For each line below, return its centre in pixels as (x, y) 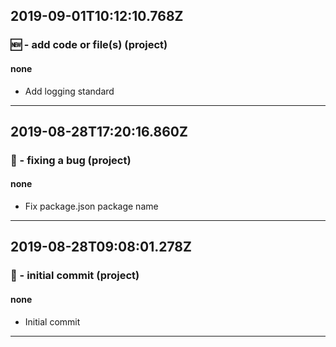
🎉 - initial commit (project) (75, 276)
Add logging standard (69, 91)
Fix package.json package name (91, 206)
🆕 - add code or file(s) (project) (89, 45)
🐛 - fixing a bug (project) (71, 160)
